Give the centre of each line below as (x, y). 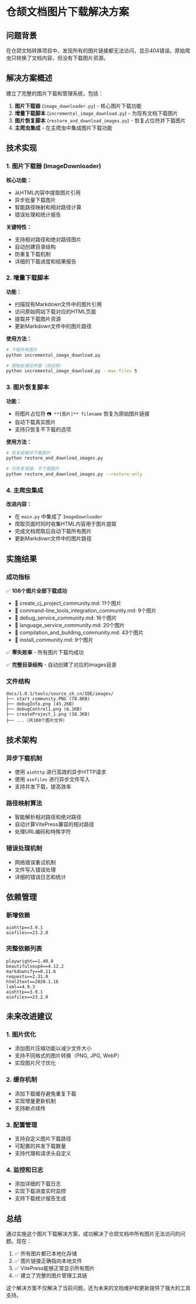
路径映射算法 (24, 803)
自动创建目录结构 (35, 247)
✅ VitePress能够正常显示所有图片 (55, 1268)
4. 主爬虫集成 (25, 491)
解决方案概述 (29, 78)
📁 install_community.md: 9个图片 (54, 640)
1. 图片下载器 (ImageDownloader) (54, 166)
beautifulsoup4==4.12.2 (35, 966)
